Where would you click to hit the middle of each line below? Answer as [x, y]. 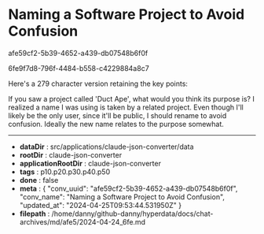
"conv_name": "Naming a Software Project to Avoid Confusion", [122, 197]
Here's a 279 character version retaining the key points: [98, 84]
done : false [39, 180]
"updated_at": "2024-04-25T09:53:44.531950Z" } [101, 205]
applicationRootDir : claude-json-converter [90, 163]
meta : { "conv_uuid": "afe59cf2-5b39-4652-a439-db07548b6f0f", [128, 188]
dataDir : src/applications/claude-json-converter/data [106, 147]
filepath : [35, 214]
